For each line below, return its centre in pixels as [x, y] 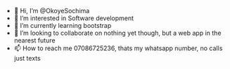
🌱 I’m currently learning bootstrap [63, 25]
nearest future [34, 40]
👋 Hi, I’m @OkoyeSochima [52, 11]
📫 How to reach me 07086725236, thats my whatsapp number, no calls [118, 48]
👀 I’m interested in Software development [74, 18]
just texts [27, 58]
